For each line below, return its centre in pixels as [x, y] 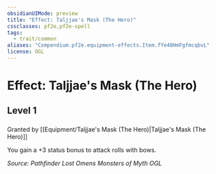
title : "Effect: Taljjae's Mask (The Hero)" [72, 20]
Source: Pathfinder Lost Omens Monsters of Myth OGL [85, 163]
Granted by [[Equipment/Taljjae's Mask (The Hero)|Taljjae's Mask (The [107, 129]
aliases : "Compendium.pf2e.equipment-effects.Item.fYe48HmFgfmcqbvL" [109, 45]
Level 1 [22, 111]
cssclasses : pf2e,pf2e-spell [49, 26]
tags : [15, 33]
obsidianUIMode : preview [43, 13]
